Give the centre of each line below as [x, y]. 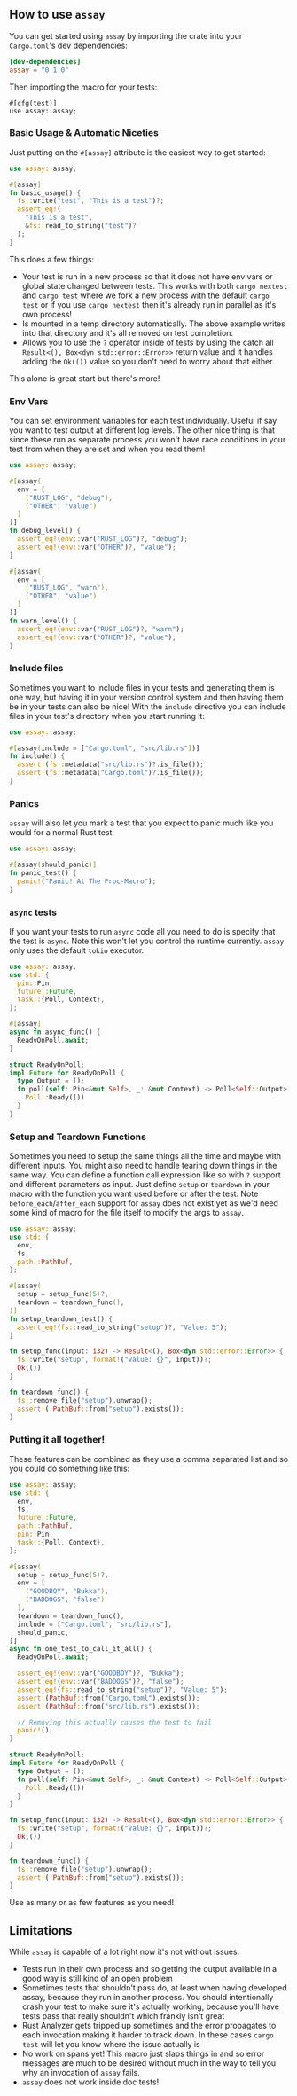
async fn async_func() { [55, 1032]
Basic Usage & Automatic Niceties [84, 133]
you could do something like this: [70, 1468]
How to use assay [57, 15]
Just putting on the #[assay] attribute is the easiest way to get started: [137, 152]
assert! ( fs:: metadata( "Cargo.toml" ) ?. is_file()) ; [110, 773]
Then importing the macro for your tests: [83, 87]
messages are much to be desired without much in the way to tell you [149, 2063]
